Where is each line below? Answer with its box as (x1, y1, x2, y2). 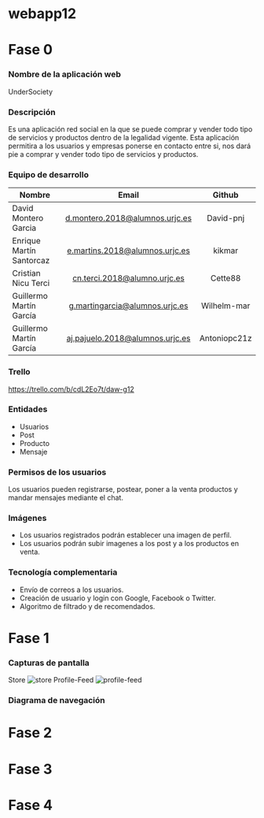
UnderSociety (8, 87, 53, 96)
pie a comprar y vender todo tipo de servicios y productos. (8, 149, 199, 158)
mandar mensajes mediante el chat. (8, 493, 124, 503)
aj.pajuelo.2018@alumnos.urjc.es (66, 333, 191, 344)
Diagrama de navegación (8, 695, 106, 706)
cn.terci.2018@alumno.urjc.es (71, 273, 185, 284)
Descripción (8, 106, 57, 117)
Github (212, 190, 239, 201)
